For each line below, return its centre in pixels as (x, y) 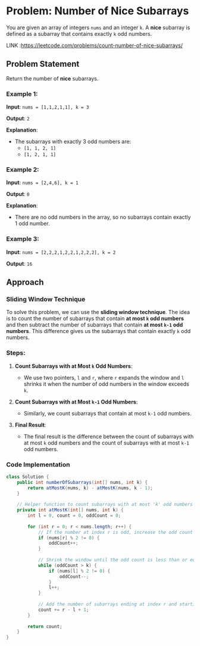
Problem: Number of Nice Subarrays (98, 11)
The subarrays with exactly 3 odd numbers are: (73, 142)
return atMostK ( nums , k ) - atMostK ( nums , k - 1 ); (90, 488)
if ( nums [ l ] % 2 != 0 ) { (79, 571)
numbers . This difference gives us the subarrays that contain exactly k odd (99, 331)
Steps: (16, 353)
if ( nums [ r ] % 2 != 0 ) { (69, 538)
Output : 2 (18, 119)
